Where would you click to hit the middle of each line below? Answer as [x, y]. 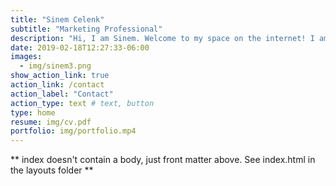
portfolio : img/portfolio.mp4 [73, 131]
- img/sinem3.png [55, 66]
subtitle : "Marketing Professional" [86, 29]
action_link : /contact [57, 85]
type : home [33, 112]
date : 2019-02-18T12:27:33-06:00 [80, 47]
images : [26, 57]
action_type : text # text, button [82, 103]
